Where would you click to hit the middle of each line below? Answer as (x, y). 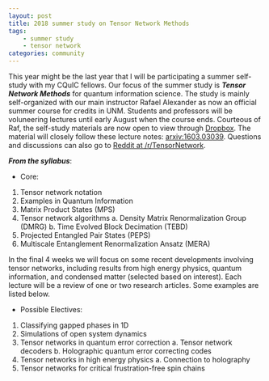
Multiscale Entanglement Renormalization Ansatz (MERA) (115, 244)
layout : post (30, 16)
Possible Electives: (51, 309)
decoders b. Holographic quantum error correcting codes (116, 351)
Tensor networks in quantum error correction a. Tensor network (126, 342)
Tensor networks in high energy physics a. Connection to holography (135, 360)
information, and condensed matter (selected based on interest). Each (125, 277)
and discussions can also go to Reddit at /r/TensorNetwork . (107, 145)
